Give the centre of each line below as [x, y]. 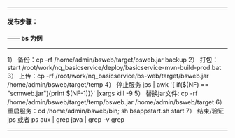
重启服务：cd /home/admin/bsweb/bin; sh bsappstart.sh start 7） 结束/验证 [116, 111]
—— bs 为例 [25, 39]
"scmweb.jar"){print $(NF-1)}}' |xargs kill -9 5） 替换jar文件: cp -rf [102, 94]
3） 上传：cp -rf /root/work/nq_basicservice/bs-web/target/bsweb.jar [108, 76]
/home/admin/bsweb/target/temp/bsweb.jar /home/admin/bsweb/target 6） [116, 102]
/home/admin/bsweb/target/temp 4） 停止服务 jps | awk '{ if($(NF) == [108, 85]
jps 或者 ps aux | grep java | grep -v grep [66, 120]
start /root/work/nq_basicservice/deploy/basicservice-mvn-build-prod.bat [114, 68]
